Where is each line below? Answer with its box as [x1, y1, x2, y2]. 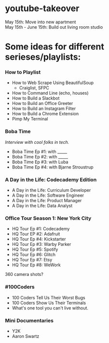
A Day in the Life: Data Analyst [12, 203, 73, 209]
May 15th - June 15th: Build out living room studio [5, 24, 103, 30]
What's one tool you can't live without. [12, 305, 88, 311]
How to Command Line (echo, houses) [12, 90, 89, 96]
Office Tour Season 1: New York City [5, 215, 92, 222]
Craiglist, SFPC [19, 85, 50, 91]
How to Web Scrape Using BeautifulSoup [12, 80, 94, 86]
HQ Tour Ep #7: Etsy [12, 257, 52, 263]
